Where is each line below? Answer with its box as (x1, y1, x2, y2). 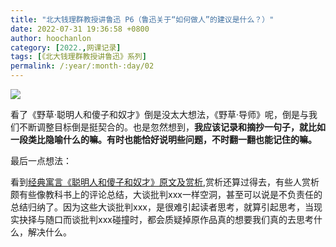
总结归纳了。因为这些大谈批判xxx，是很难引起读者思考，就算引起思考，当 (10, 201, 314, 213)
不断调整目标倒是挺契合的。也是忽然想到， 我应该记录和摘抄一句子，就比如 (18, 121, 326, 133)
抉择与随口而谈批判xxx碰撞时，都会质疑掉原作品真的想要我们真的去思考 (18, 214, 314, 225)
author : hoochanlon (10, 33, 92, 43)
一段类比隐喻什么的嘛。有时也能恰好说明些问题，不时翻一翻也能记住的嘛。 (10, 134, 317, 145)
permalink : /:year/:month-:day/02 (10, 61, 155, 71)
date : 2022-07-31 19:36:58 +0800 (10, 24, 150, 34)
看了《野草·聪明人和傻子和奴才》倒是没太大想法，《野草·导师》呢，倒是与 (10, 109, 310, 120)
